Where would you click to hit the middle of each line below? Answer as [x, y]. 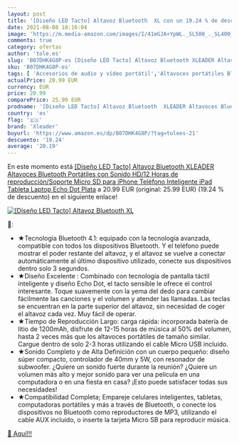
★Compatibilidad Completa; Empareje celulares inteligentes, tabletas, [120, 397]
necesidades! [37, 389]
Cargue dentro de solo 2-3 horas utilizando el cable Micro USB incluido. [123, 344]
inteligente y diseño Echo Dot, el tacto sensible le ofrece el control [115, 284]
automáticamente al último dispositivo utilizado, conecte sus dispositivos [124, 261]
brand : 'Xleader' [33, 126]
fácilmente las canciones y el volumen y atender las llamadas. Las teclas [124, 299]
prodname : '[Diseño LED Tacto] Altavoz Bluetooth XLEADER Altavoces [113, 107]
